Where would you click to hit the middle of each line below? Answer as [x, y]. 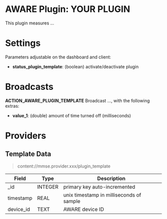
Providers [26, 136]
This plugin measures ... [30, 23]
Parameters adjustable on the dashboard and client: [58, 57]
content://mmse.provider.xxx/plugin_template [64, 166]
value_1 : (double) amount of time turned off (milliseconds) [72, 115]
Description [111, 178]
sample [72, 201]
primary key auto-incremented [99, 187]
